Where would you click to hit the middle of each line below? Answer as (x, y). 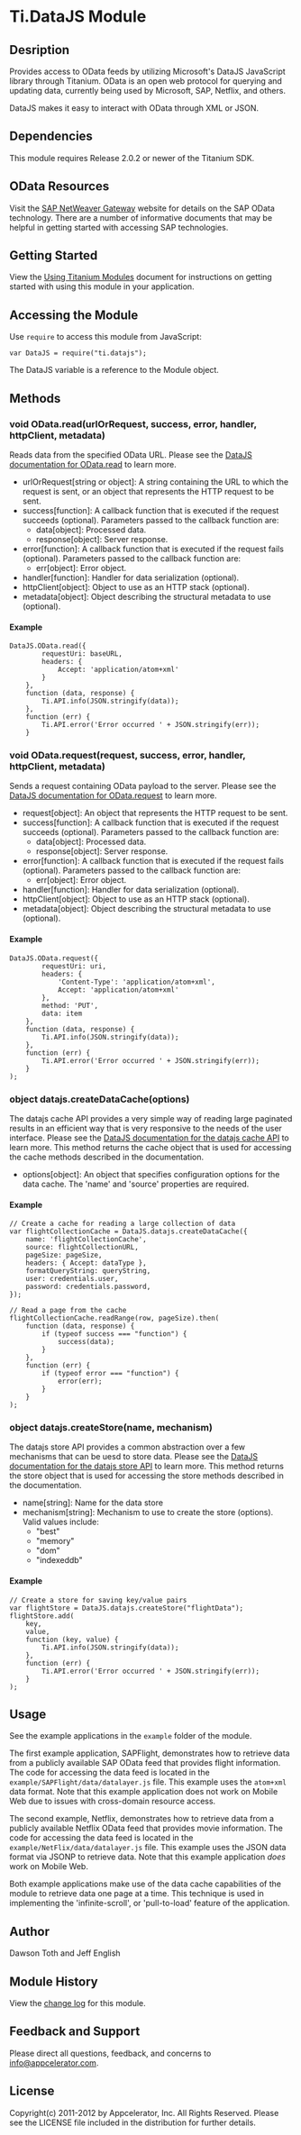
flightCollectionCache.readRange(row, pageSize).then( (114, 1318)
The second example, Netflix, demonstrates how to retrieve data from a (142, 1819)
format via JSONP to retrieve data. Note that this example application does (148, 1857)
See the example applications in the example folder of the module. (131, 1736)
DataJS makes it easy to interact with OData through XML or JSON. (134, 108)
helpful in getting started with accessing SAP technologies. (119, 227)
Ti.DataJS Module (78, 17)
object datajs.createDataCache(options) (100, 1099)
